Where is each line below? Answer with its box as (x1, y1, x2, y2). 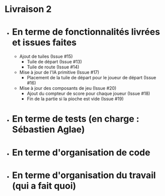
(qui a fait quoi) (11, 180, 76, 192)
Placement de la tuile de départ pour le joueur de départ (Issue (26, 75, 156, 81)
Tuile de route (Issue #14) (26, 64, 79, 70)
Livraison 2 (4, 3, 52, 15)
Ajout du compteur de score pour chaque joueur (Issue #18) (26, 91, 150, 97)
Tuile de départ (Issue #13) (26, 59, 82, 65)
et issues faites (11, 37, 77, 48)
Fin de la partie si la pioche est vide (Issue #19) (26, 96, 124, 102)
